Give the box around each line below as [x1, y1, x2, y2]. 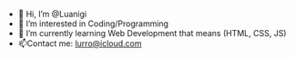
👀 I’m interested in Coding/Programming [17, 18, 169, 29]
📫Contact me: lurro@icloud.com [17, 38, 143, 49]
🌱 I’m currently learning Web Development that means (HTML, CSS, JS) [17, 28, 287, 38]
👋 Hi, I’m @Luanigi [17, 9, 87, 19]
